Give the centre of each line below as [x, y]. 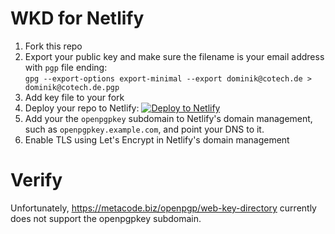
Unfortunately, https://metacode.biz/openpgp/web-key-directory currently [163, 208]
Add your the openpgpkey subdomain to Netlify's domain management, [168, 118]
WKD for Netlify [77, 18]
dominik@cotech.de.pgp [72, 87]
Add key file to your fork [74, 97]
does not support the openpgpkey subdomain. [106, 218]
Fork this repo [53, 46]
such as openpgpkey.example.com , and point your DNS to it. [144, 129]
